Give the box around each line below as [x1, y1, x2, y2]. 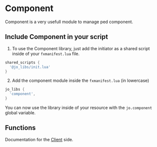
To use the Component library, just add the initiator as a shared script [12, 45, 150, 51]
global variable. [5, 110, 36, 116]
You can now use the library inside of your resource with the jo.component [5, 105, 152, 110]
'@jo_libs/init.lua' [9, 65, 51, 69]
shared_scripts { [5, 60, 40, 65]
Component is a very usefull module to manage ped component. [5, 19, 133, 25]
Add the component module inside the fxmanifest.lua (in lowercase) [12, 78, 149, 83]
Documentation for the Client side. [5, 136, 73, 142]
